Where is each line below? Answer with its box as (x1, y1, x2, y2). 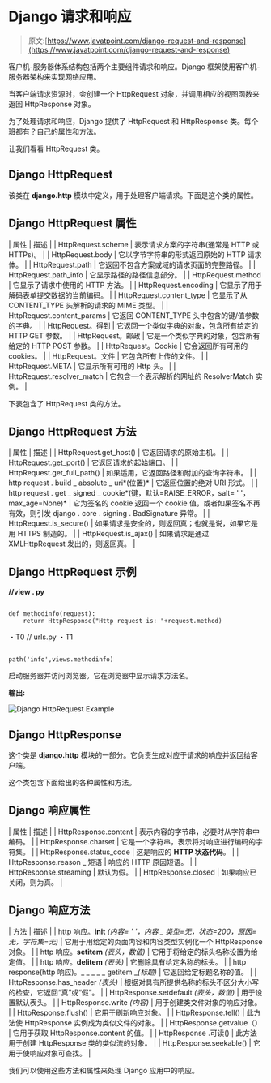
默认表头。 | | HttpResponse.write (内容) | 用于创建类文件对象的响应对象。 (15, 997, 262, 1007)
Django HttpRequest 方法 (8, 424, 137, 438)
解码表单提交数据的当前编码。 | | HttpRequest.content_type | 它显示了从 (8, 290, 248, 300)
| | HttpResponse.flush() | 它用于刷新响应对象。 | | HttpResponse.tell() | (8, 1008, 245, 1017)
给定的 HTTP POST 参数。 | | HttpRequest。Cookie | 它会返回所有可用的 (8, 341, 248, 350)
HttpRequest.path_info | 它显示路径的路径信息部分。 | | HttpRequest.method (8, 269, 261, 280)
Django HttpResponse (8, 728, 121, 741)
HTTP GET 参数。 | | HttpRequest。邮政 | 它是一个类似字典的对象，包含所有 (8, 330, 260, 341)
